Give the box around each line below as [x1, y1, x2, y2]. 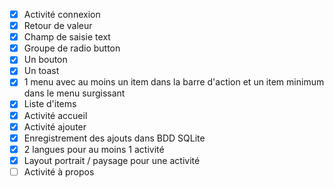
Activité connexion [23, 9, 101, 20]
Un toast [23, 65, 60, 77]
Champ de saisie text [23, 31, 111, 43]
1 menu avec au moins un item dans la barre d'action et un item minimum [23, 76, 325, 88]
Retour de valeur [23, 20, 93, 32]
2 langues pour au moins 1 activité [23, 143, 165, 155]
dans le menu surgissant [23, 87, 126, 99]
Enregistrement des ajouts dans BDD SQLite [23, 132, 206, 144]
